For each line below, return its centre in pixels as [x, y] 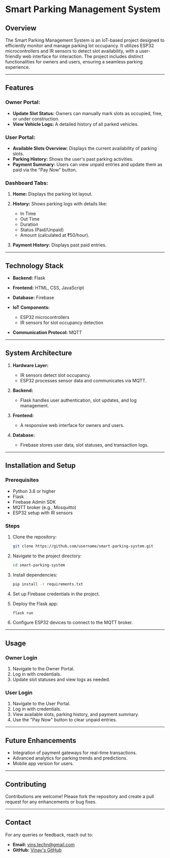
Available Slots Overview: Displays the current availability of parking [84, 148]
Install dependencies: [35, 575]
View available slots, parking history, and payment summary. [76, 714]
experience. [18, 67]
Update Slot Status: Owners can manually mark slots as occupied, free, [88, 113]
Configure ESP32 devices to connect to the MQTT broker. [73, 623]
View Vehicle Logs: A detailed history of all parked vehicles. [76, 124]
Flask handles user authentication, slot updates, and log [78, 400]
